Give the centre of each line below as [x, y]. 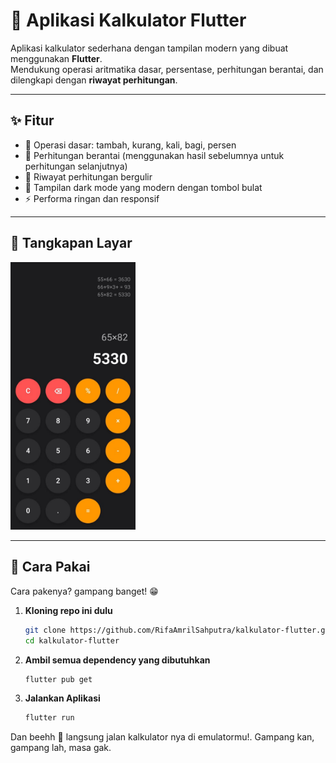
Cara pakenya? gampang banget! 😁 [84, 591]
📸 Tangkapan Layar [71, 243]
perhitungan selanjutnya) [76, 166]
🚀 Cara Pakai [50, 567]
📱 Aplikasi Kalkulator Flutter [128, 20]
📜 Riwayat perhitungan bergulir [88, 176]
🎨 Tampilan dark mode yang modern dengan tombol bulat [143, 187]
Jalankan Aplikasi [62, 698]
